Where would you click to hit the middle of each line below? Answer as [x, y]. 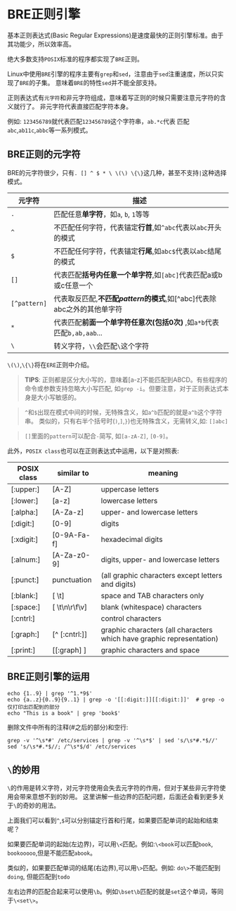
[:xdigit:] [25, 539]
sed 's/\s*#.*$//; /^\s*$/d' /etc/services [72, 747]
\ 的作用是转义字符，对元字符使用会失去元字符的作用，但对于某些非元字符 [113, 788]
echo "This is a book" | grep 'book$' [64, 713]
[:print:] [23, 650]
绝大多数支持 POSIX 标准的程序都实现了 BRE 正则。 [76, 59]
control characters [131, 618]
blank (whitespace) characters [151, 607]
